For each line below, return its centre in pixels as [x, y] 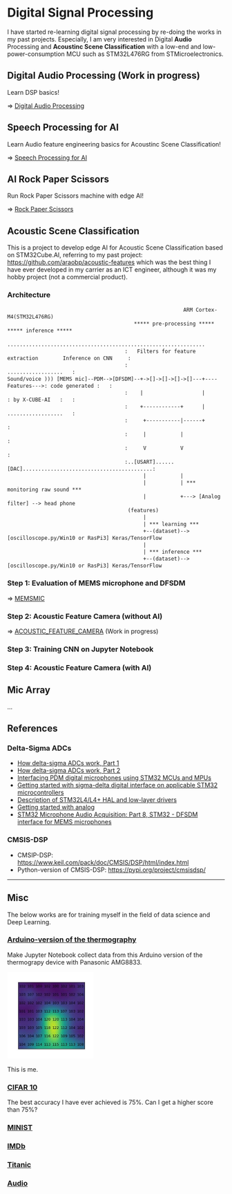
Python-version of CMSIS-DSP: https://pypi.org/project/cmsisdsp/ [111, 870]
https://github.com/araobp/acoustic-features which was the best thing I [109, 262]
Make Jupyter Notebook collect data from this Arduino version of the [105, 955]
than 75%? [22, 1110]
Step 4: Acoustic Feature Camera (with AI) [79, 667]
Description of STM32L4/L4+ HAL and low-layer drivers [97, 800]
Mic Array [29, 690]
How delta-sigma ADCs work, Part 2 [69, 771]
